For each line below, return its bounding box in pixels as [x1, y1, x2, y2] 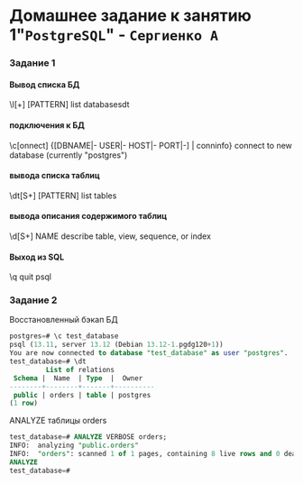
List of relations [45, 365, 115, 374]
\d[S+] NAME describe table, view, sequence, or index [9, 231, 212, 242]
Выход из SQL [9, 251, 65, 262]
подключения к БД [9, 119, 86, 131]
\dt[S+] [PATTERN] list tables [9, 190, 117, 201]
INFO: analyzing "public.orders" [9, 441, 140, 451]
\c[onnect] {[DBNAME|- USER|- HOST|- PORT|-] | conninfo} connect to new [9, 140, 293, 151]
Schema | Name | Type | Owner [13, 373, 143, 383]
